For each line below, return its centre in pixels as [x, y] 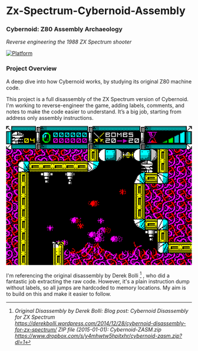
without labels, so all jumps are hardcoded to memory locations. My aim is [96, 288]
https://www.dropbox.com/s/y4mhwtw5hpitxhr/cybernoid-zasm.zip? [98, 336]
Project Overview [32, 69]
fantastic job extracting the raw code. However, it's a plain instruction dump [98, 282]
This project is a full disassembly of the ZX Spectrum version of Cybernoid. [97, 99]
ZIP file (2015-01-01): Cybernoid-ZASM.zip [110, 330]
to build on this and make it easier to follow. [59, 294]
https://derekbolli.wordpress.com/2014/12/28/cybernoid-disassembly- [100, 323]
